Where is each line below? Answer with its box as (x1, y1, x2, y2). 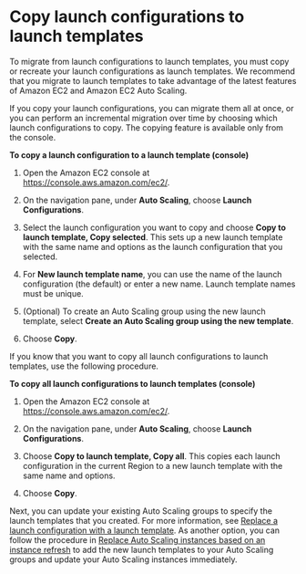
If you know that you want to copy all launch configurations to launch (9, 350, 269, 361)
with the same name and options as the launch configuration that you (22, 241, 283, 252)
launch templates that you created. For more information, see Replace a (9, 515, 278, 526)
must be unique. (22, 287, 84, 298)
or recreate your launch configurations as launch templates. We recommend (9, 66, 296, 77)
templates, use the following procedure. (9, 360, 159, 371)
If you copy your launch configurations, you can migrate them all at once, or (9, 102, 294, 113)
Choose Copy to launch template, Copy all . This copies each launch (22, 450, 280, 462)
